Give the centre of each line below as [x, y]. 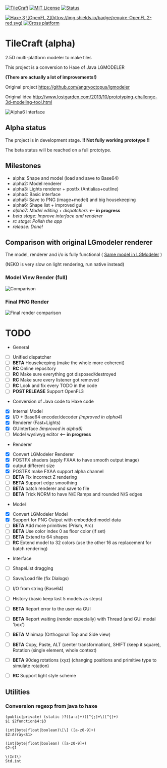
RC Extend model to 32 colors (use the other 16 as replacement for [82, 543]
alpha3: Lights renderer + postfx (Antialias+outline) [66, 189]
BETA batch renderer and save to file [51, 488]
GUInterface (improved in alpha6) [48, 429]
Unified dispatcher [32, 357]
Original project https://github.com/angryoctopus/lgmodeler [68, 87]
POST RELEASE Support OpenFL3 [48, 391]
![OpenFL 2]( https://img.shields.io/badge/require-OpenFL [86, 17]
